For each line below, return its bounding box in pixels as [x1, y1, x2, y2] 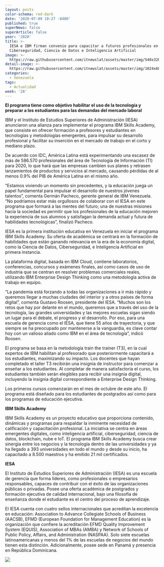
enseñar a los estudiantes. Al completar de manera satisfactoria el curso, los [5, 366, 159, 372]
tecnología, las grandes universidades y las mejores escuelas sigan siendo [5, 310, 155, 316]
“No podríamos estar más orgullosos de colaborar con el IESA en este [5, 198, 145, 204]
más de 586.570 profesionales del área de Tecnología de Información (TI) [5, 157, 153, 164]
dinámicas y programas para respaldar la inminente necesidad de [5, 420, 137, 426]
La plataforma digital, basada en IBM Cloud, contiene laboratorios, [5, 259, 138, 264]
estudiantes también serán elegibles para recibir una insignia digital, [5, 371, 142, 377]
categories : [5, 71, 29, 76]
